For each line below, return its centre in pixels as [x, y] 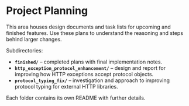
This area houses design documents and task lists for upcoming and [88, 27]
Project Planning [47, 11]
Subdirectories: [25, 50]
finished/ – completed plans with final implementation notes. [88, 62]
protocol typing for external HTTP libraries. [66, 86]
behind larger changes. [34, 39]
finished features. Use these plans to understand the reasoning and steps [94, 33]
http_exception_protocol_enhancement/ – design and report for [90, 68]
